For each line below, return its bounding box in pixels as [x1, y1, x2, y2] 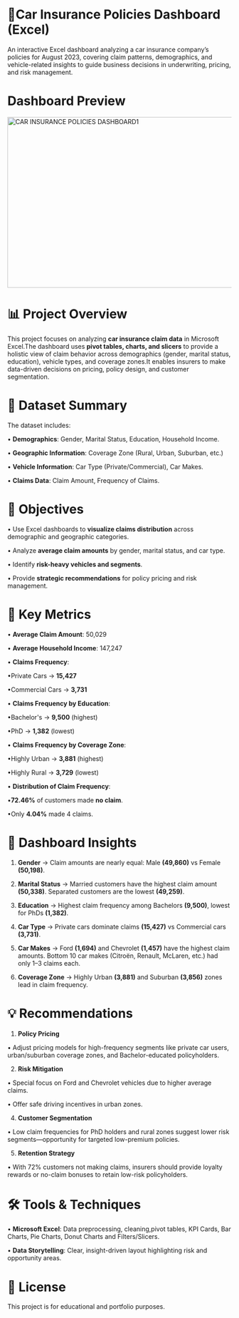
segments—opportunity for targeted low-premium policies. [7, 1135, 180, 1143]
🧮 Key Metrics [7, 606, 91, 623]
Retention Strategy [17, 1148, 75, 1158]
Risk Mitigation [17, 1064, 64, 1073]
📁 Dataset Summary [7, 397, 128, 413]
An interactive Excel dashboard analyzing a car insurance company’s [7, 45, 209, 53]
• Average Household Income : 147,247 [7, 643, 122, 652]
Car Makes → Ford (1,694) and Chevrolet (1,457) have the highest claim [17, 944, 230, 952]
